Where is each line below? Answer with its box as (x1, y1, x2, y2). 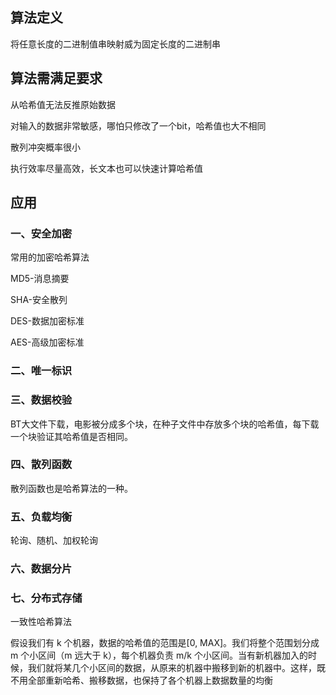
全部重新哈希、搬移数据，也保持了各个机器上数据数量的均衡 (27, 674, 273, 687)
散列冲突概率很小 (10, 141, 81, 153)
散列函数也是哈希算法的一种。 (10, 482, 133, 494)
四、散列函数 (10, 458, 73, 472)
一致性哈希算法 (10, 616, 72, 628)
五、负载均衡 (10, 509, 73, 523)
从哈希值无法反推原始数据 (10, 98, 116, 110)
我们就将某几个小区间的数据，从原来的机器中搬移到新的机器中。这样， (27, 662, 317, 674)
